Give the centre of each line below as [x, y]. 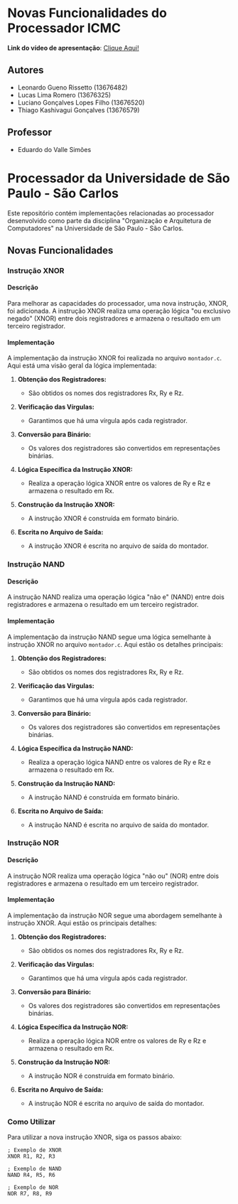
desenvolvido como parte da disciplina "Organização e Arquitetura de [109, 220]
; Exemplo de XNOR [34, 1150]
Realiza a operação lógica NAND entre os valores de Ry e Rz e [120, 762]
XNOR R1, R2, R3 [31, 1156]
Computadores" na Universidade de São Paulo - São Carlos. [96, 228]
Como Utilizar [31, 1122]
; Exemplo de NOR [33, 1188]
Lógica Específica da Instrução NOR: [73, 1027]
